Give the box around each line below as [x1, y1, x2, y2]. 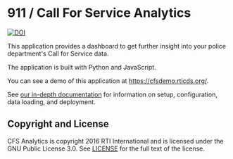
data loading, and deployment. [7, 97, 96, 106]
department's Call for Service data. [7, 49, 109, 58]
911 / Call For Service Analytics [7, 5, 191, 21]
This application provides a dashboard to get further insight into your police [7, 42, 227, 50]
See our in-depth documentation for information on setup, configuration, [7, 90, 218, 98]
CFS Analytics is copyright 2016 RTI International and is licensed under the [7, 136, 224, 145]
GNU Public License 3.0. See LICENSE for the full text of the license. [7, 144, 206, 153]
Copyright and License [7, 118, 109, 130]
